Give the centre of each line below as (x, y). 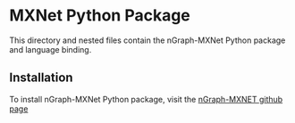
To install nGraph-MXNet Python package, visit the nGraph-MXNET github (146, 99)
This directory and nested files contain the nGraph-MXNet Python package (147, 40)
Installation (41, 78)
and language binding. (51, 49)
